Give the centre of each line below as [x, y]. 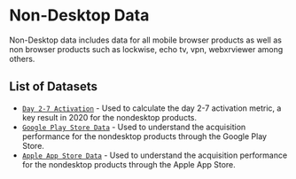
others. [22, 58]
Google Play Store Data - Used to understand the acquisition [134, 127]
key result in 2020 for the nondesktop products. [109, 117]
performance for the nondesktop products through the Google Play [144, 136]
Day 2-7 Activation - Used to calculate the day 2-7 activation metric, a [152, 108]
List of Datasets [54, 86]
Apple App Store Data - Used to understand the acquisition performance [155, 155]
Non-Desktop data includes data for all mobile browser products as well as [145, 40]
